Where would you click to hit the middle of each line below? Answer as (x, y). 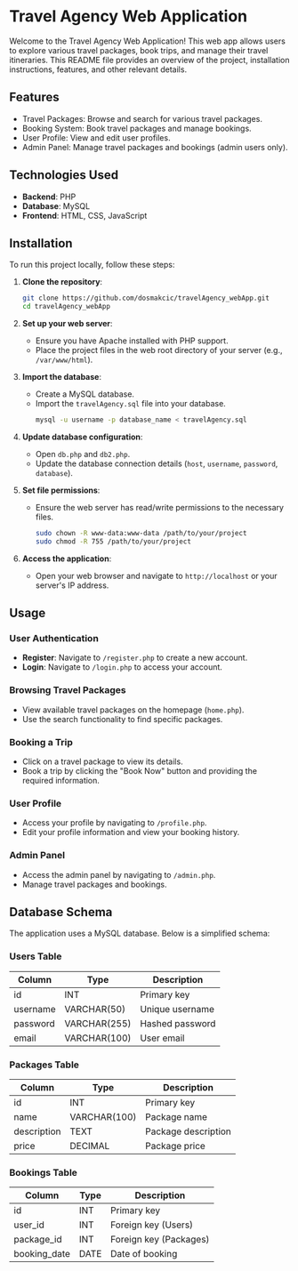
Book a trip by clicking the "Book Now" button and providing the (140, 771)
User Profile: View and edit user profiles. (96, 137)
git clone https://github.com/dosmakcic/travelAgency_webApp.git (145, 298)
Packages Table (44, 1065)
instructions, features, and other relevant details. (98, 69)
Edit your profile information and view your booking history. (131, 833)
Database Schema (61, 912)
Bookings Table (44, 1172)
